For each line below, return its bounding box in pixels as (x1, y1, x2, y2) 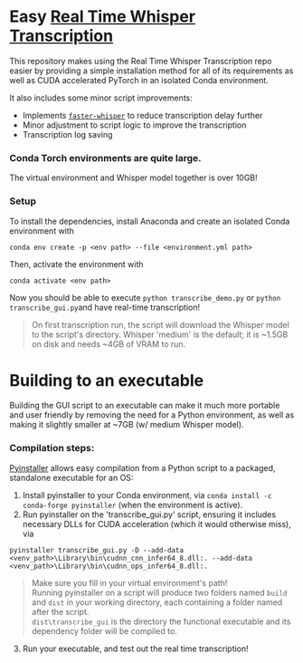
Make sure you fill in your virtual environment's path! (31, 577, 228, 588)
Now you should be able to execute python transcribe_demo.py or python (9, 292, 281, 303)
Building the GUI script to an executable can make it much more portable (9, 400, 280, 411)
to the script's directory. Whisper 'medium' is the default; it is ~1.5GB (31, 329, 289, 340)
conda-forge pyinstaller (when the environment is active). (22, 499, 243, 510)
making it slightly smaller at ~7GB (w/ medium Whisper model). (9, 419, 244, 430)
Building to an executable (9, 370, 204, 390)
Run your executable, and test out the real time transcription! (22, 643, 249, 654)
